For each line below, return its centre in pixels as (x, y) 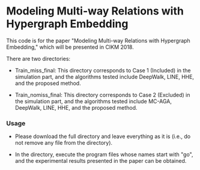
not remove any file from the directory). (64, 143)
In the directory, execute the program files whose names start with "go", (104, 154)
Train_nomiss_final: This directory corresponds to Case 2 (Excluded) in (102, 95)
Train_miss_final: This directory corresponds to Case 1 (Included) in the (103, 70)
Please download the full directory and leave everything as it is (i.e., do (103, 136)
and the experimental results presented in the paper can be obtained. (101, 161)
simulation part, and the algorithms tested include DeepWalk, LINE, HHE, (104, 77)
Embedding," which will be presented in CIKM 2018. (70, 47)
